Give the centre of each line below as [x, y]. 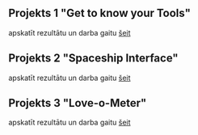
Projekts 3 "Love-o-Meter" [78, 103]
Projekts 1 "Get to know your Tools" [100, 13]
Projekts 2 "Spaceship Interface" [94, 59]
